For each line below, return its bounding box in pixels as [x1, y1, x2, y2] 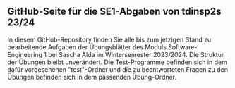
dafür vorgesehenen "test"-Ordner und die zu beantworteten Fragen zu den [7, 65, 228, 73]
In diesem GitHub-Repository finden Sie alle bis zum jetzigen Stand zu [7, 35, 212, 44]
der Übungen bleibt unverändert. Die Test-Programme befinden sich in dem [7, 58, 227, 66]
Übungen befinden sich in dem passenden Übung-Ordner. [7, 73, 177, 81]
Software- [168, 42, 198, 51]
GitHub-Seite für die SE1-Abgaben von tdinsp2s [7, 6, 222, 18]
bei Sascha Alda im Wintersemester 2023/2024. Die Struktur [48, 50, 224, 58]
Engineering [7, 50, 42, 58]
